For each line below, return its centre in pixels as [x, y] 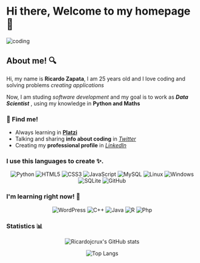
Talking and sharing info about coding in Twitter [76, 139]
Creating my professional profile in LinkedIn [71, 146]
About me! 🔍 [31, 61]
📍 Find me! [22, 119]
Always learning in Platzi [46, 133]
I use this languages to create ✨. [55, 161]
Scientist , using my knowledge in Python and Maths [73, 103]
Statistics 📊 [25, 226]
